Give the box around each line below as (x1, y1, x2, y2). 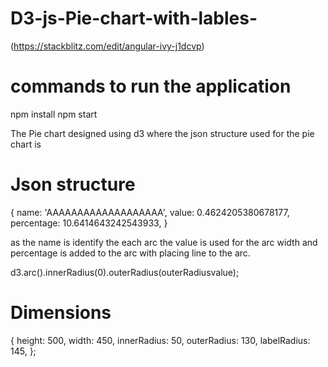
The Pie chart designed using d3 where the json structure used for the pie (10, 127, 315, 139)
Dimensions (10, 302, 112, 324)
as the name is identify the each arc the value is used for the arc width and (10, 236, 318, 248)
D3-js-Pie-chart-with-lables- (10, 7, 258, 30)
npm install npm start (10, 108, 98, 120)
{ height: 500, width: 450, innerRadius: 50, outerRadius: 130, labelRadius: (10, 334, 311, 346)
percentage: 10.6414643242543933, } (10, 217, 168, 229)
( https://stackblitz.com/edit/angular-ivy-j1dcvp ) (10, 40, 205, 52)
